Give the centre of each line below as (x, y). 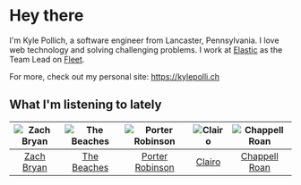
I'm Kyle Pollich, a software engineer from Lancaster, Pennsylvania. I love (144, 40)
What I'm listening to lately (86, 105)
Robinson (155, 167)
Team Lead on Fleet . (47, 59)
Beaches (90, 167)
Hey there (47, 16)
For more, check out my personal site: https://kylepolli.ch (115, 76)
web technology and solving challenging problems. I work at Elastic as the (146, 49)
